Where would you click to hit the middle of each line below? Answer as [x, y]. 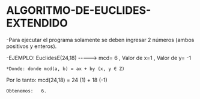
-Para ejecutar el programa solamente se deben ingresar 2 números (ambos [100, 40]
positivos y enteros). [32, 46]
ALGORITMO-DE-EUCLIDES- [79, 10]
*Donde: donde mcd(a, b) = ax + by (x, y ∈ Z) [65, 69]
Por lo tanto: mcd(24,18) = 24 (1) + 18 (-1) [57, 80]
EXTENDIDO [37, 23]
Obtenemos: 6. [26, 91]
